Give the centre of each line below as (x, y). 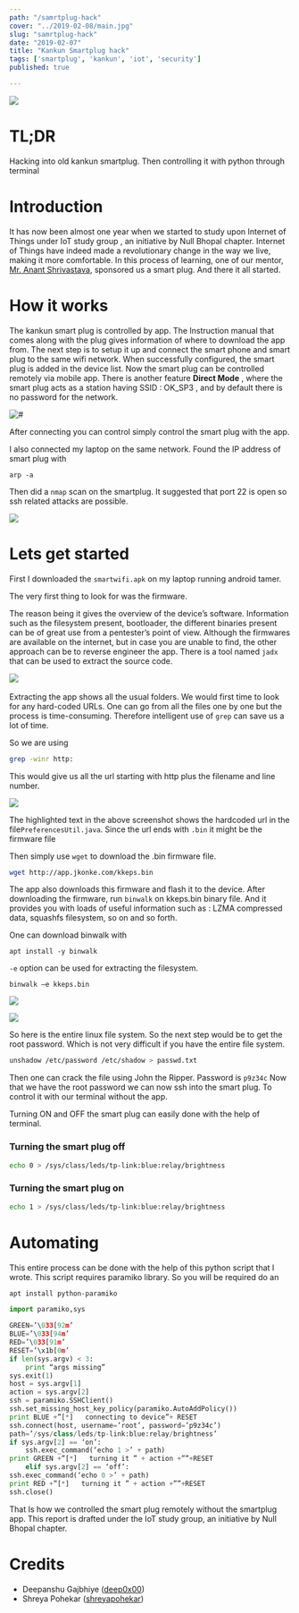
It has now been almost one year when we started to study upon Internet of (148, 231)
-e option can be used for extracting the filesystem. (104, 968)
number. (25, 785)
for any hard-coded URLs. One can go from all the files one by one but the (146, 706)
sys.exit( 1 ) (31, 1375)
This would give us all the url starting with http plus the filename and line (142, 776)
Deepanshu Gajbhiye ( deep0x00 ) (83, 1589)
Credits (37, 1564)
